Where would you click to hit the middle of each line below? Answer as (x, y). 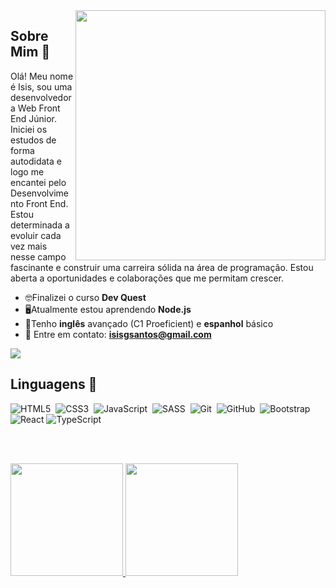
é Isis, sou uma (41, 86)
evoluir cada (36, 235)
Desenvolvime (40, 193)
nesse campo (38, 256)
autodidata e (36, 161)
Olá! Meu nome (42, 76)
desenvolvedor (41, 97)
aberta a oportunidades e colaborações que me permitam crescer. (147, 278)
